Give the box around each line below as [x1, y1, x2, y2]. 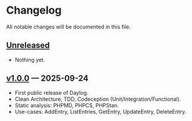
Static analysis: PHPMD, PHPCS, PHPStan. [14, 101, 119, 109]
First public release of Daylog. [14, 89, 89, 96]
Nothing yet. [14, 56, 46, 63]
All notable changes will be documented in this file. [6, 23, 131, 30]
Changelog [6, 4, 62, 17]
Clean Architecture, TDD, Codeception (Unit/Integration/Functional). [14, 95, 181, 103]
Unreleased [6, 40, 51, 50]
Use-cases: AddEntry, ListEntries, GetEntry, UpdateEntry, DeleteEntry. [14, 108, 187, 115]
